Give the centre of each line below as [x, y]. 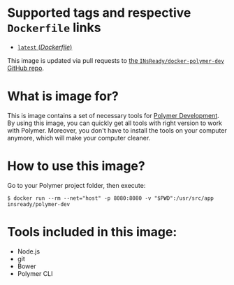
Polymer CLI [35, 273]
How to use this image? [76, 166]
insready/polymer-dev [39, 204]
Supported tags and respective [99, 13]
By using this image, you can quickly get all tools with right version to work [115, 123]
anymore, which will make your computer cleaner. [79, 138]
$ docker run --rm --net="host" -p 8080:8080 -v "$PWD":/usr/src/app [111, 198]
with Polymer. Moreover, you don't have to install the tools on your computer [117, 130]
